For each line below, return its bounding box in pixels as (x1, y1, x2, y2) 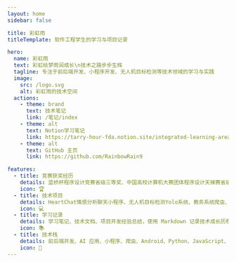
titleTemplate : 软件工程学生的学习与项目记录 (7, 36, 128, 43)
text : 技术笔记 (25, 107, 67, 114)
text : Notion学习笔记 (25, 127, 86, 134)
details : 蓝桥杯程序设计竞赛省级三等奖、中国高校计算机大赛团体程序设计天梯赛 (20, 179, 221, 186)
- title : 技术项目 (13, 192, 63, 199)
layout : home (7, 10, 46, 18)
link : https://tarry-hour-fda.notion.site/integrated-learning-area (25, 133, 231, 140)
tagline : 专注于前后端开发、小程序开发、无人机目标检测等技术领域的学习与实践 (13, 68, 215, 75)
